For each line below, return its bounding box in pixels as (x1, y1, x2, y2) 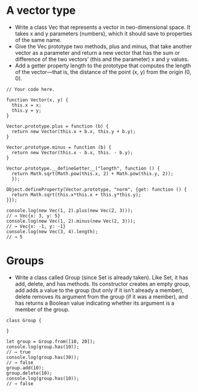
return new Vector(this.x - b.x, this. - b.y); (11, 149, 134, 155)
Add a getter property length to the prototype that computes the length (14, 61, 191, 69)
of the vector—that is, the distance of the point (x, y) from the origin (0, (14, 68, 191, 75)
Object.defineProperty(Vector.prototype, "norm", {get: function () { (6, 186, 187, 193)
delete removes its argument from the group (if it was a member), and (14, 293, 188, 300)
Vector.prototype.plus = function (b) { (6, 123, 110, 129)
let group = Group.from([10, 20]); (6, 338, 96, 344)
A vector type (6, 4, 76, 17)
